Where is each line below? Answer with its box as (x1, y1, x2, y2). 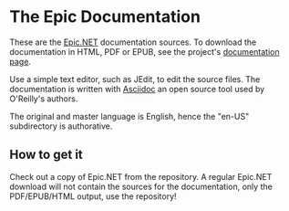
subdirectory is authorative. (9, 121, 113, 132)
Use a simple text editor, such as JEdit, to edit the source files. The (9, 73, 261, 84)
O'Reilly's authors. (9, 93, 78, 104)
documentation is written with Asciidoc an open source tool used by (9, 83, 265, 94)
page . (9, 56, 32, 67)
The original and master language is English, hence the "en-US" (9, 111, 250, 121)
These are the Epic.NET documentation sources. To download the (9, 37, 257, 47)
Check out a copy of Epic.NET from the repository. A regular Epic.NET (9, 171, 273, 182)
